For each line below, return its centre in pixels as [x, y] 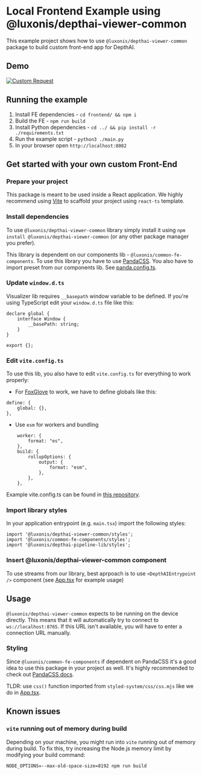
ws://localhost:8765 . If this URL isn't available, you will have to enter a [94, 626]
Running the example [47, 100]
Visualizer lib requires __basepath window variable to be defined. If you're [97, 296]
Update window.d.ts [35, 283]
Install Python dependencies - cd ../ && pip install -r [85, 127]
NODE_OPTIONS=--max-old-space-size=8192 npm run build [77, 766]
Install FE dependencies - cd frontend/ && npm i [76, 114]
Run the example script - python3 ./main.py [69, 139]
